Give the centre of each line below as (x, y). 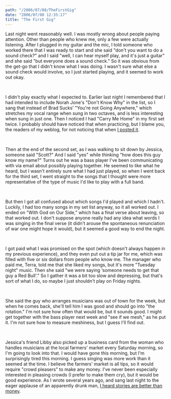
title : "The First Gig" (31, 19)
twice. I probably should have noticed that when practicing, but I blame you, (85, 124)
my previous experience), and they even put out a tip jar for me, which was (84, 254)
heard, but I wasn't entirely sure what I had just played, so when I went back (85, 171)
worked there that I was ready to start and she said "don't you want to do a (84, 50)
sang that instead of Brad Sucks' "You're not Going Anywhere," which (79, 108)
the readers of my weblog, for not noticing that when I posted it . (72, 130)
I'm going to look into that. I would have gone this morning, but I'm (75, 353)
